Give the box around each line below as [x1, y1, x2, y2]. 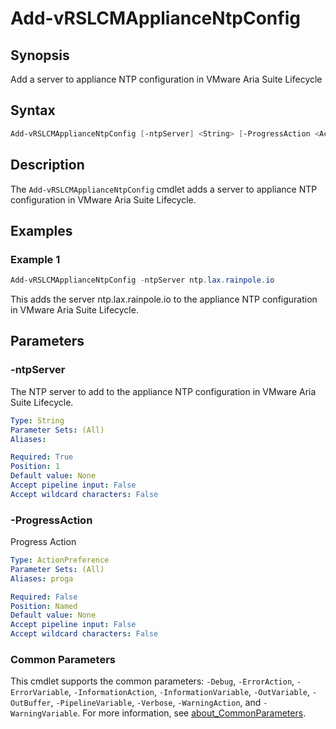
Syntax [10, 102, 56, 119]
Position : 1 [10, 462, 60, 472]
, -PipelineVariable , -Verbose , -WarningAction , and [50, 697, 262, 709]
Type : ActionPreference [10, 555, 110, 566]
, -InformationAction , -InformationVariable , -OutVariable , [68, 686, 311, 698]
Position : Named [10, 601, 78, 611]
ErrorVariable [10, 688, 70, 698]
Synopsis [10, 47, 70, 64]
